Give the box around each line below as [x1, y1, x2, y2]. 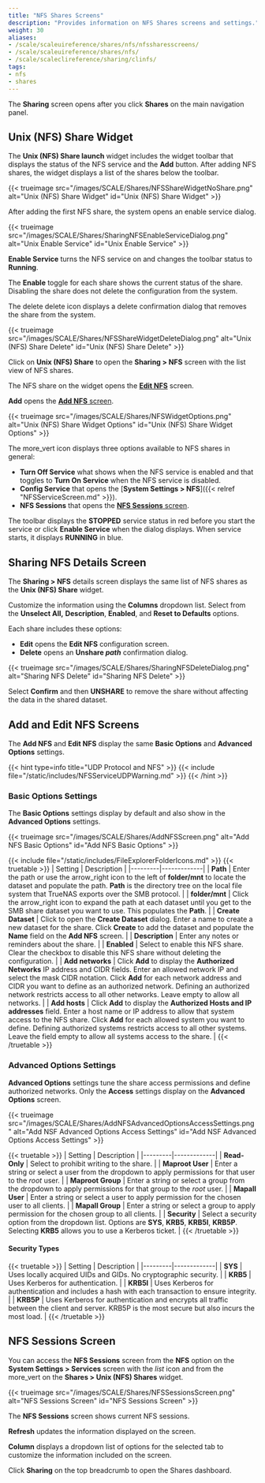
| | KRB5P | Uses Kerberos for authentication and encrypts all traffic [8, 1294, 229, 1304]
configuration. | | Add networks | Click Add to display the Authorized [8, 956, 235, 966]
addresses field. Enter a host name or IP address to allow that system [8, 1007, 235, 1016]
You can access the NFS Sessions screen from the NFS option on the [8, 1355, 235, 1365]
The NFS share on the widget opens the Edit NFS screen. [8, 381, 195, 390]
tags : [8, 63, 26, 71]
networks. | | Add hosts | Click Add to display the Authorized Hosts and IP [8, 999, 252, 1008]
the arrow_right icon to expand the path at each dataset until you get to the [8, 898, 252, 907]
